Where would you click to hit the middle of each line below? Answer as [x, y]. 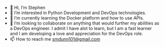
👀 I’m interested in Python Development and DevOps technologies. [78, 13]
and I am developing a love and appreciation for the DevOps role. [76, 34]
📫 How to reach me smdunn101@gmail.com [55, 39]
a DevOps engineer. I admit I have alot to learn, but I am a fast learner [81, 28]
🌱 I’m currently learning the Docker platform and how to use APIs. [77, 18]
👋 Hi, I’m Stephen [28, 8]
